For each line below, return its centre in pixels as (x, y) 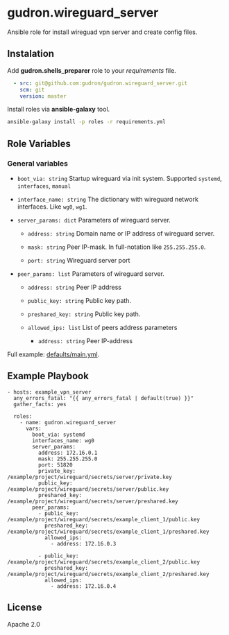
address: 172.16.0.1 (68, 453)
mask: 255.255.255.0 (68, 459)
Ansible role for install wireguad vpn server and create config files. (102, 32)
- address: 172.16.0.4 (84, 586)
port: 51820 (55, 465)
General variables (37, 163)
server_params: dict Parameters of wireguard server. (94, 220)
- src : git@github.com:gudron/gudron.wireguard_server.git (101, 83)
